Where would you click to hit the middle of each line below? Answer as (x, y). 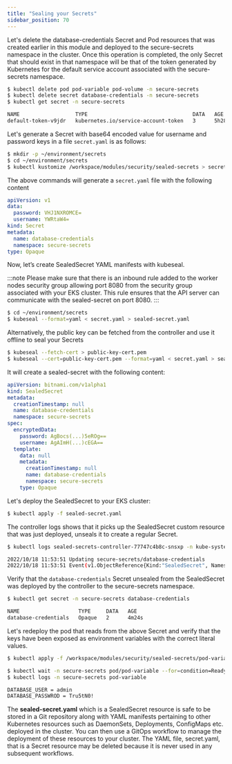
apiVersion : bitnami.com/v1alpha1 (57, 384)
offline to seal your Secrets (46, 340)
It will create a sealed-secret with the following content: (86, 372)
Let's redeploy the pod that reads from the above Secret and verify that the (114, 631)
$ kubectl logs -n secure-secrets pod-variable (77, 677)
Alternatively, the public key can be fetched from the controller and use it (111, 333)
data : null (35, 456)
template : (27, 449)
